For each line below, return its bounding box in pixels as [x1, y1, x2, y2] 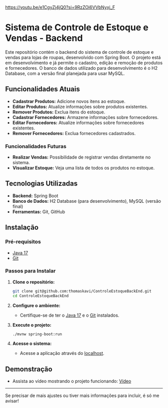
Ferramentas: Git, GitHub [12, 208, 65, 215]
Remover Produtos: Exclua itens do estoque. [12, 109, 105, 115]
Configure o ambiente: [12, 302, 60, 308]
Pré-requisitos [5, 238, 41, 245]
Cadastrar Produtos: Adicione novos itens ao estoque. [12, 98, 126, 104]
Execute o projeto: [12, 322, 51, 328]
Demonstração [5, 365, 52, 373]
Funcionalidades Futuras [5, 143, 66, 150]
